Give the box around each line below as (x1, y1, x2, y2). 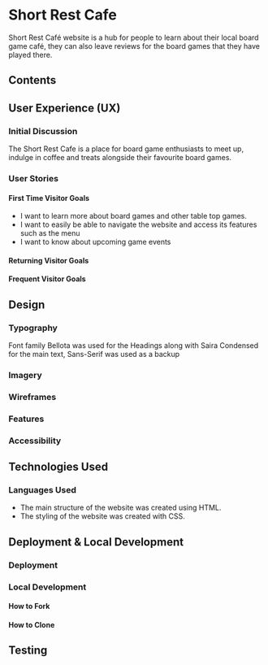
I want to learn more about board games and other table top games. (19, 211, 248, 221)
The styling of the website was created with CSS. (19, 511, 185, 521)
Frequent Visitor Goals (8, 274, 87, 284)
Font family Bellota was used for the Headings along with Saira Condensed (8, 341, 259, 350)
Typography (8, 322, 58, 333)
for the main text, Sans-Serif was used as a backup (8, 350, 180, 359)
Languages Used (8, 485, 77, 496)
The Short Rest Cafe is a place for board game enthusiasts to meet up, (8, 144, 244, 154)
